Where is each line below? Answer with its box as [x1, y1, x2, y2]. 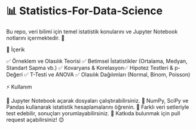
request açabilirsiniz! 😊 [6, 116, 65, 123]
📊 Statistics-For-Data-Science [6, 4, 163, 18]
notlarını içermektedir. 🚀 [6, 34, 65, 41]
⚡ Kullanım [6, 83, 32, 90]
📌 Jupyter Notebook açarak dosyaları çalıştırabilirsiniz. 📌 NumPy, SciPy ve [6, 97, 189, 104]
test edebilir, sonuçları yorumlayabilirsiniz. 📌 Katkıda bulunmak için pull [6, 109, 180, 116]
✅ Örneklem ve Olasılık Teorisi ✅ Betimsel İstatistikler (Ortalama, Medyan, [6, 57, 188, 64]
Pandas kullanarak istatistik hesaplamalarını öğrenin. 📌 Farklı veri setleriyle [6, 103, 189, 110]
